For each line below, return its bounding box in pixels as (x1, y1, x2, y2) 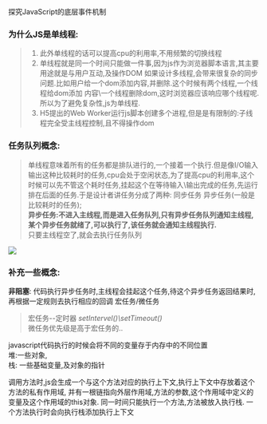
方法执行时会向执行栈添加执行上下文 (14, 406, 134, 417)
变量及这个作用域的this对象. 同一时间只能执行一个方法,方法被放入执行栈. (8, 397, 245, 406)
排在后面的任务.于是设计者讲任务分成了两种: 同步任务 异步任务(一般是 (27, 190, 255, 200)
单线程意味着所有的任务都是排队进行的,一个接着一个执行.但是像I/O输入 (27, 160, 259, 169)
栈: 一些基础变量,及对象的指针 (8, 360, 106, 370)
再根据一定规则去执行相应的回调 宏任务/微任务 (8, 296, 159, 306)
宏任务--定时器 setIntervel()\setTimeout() (27, 313, 163, 323)
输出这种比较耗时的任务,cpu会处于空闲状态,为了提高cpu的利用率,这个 (27, 170, 255, 180)
